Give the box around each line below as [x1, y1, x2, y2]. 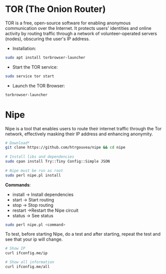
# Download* [5, 140, 30, 145]
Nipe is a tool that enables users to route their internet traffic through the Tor [5, 125, 162, 131]
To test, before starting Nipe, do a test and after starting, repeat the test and [5, 231, 161, 237]
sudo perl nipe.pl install [5, 173, 61, 178]
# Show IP [5, 246, 26, 251]
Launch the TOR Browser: [12, 83, 66, 89]
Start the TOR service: [12, 64, 58, 70]
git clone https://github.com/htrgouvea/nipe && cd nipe [5, 145, 126, 150]
